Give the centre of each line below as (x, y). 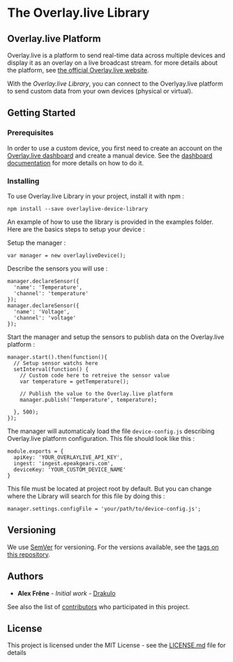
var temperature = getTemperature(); (75, 382)
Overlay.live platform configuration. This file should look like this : (101, 438)
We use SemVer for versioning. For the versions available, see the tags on (113, 547)
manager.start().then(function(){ (58, 357)
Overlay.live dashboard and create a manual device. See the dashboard (110, 156)
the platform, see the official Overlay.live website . (78, 70)
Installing (23, 181)
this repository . (29, 554)
